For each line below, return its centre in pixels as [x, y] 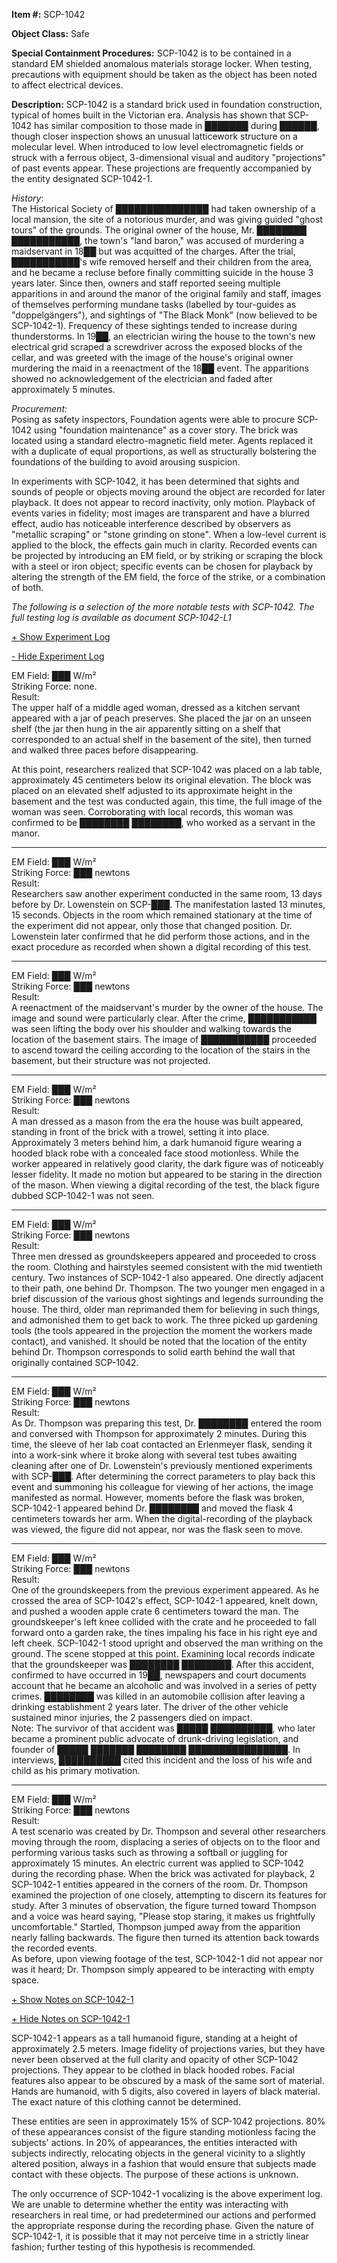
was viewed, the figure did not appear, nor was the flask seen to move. [157, 1529]
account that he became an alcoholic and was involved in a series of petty [164, 1685]
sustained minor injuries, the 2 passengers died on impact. [132, 1717]
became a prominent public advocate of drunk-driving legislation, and [155, 1738]
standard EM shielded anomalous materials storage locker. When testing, [162, 63]
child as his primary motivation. [76, 1770]
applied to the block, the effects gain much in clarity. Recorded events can [164, 545]
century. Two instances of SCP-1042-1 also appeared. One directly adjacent [167, 1277]
